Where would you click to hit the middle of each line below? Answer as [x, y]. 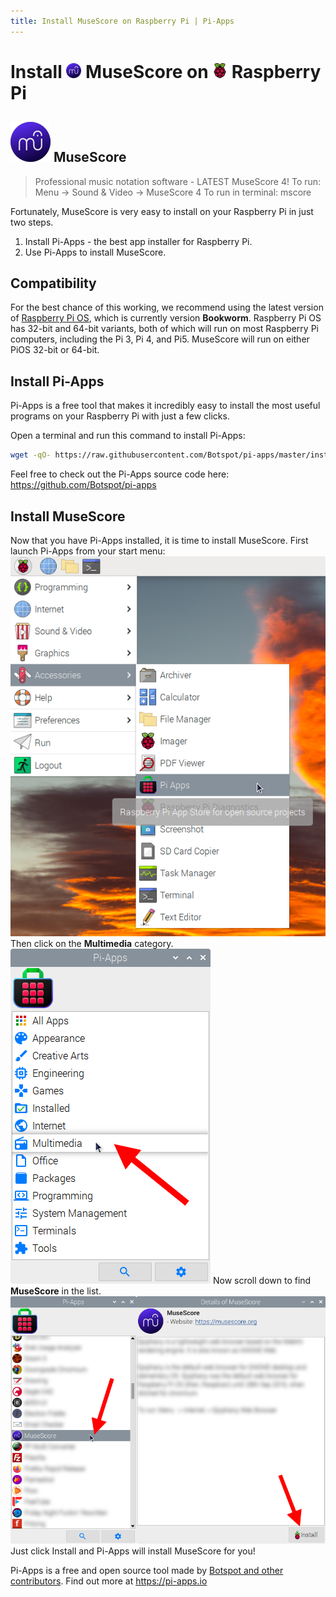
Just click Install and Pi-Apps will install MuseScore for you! [133, 1551]
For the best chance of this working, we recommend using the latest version [167, 307]
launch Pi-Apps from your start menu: [88, 551]
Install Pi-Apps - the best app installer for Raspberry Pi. [138, 241]
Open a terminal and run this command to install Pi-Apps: [128, 436]
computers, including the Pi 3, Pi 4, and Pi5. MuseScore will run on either [160, 339]
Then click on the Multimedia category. [92, 943]
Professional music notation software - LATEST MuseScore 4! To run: [178, 181]
